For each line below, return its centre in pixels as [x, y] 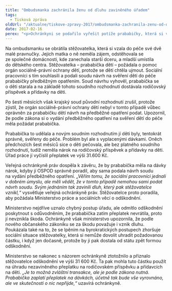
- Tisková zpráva [28, 19]
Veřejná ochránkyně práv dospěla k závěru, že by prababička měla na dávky [86, 165]
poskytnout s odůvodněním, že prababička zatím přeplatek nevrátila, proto [84, 213]
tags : [11, 15]
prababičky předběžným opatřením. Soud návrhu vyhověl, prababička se [82, 81]
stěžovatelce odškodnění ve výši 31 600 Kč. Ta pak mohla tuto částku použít [86, 261]
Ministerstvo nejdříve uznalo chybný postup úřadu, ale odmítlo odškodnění [84, 208]
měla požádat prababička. [33, 124]
